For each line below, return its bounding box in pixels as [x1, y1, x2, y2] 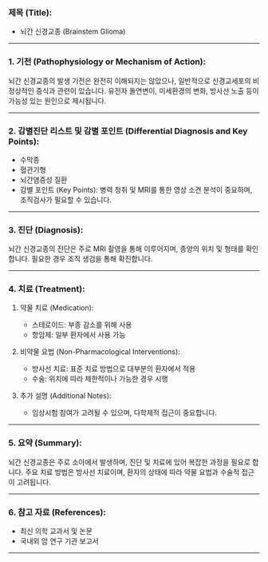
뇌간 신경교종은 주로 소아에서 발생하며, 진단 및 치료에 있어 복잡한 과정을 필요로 [8, 457, 251, 467]
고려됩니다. [16, 477, 52, 487]
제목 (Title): [8, 6, 53, 18]
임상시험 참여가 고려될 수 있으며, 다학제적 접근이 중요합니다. [31, 408, 218, 417]
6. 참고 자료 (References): [8, 506, 106, 517]
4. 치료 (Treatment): [8, 284, 85, 295]
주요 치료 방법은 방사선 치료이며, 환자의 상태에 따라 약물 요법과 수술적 [25, 467, 240, 476]
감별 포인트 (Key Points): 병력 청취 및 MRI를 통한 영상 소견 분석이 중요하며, [19, 185, 253, 194]
